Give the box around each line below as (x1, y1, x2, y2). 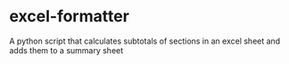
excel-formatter (9, 6, 129, 27)
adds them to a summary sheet (9, 44, 124, 55)
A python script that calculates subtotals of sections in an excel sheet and (9, 36, 281, 46)
